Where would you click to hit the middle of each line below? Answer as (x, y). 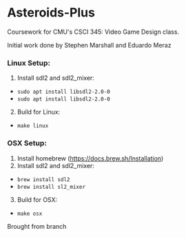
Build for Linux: (39, 112)
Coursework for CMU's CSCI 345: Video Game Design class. (93, 32)
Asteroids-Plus (51, 13)
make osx (30, 214)
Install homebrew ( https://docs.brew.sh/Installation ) (90, 158)
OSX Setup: (27, 143)
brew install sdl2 (43, 179)
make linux (33, 126)
